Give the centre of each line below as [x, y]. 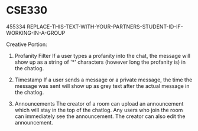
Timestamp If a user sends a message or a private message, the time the [103, 80]
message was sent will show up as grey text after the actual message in [102, 86]
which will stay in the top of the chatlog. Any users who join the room [99, 110]
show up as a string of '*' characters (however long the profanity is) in [100, 62]
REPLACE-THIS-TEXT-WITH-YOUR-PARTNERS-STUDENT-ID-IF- [105, 27]
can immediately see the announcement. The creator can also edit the [100, 116]
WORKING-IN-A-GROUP [36, 32]
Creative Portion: [27, 44]
